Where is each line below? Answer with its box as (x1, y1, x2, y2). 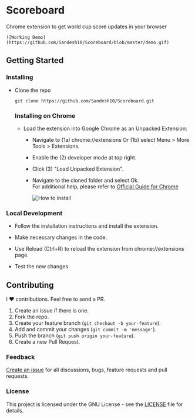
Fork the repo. (14, 313, 49, 321)
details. (6, 407, 24, 414)
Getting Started (6, 55, 64, 65)
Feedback (6, 353, 35, 361)
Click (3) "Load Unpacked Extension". (32, 165, 124, 172)
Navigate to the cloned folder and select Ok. (32, 177, 139, 184)
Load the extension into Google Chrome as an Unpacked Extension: (23, 125, 187, 132)
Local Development (6, 209, 63, 217)
